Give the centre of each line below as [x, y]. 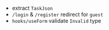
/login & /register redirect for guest [58, 14]
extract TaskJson [32, 8]
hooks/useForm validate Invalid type [56, 21]
